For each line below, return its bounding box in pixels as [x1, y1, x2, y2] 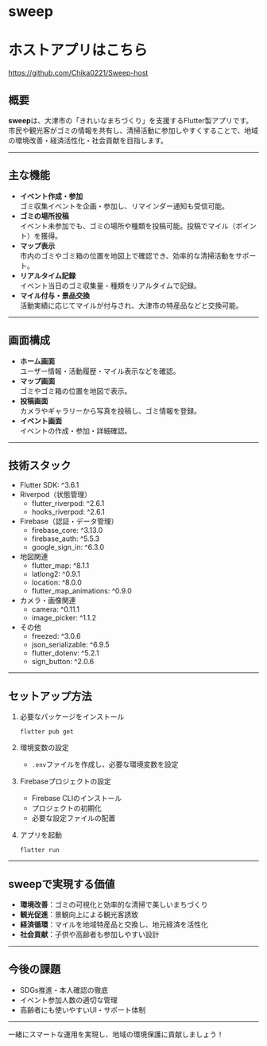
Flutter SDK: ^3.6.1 [19, 480, 79, 490]
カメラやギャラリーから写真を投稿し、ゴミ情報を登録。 [19, 406, 201, 415]
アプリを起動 [19, 830, 62, 840]
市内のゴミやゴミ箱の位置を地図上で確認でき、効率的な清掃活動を [19, 251, 236, 260]
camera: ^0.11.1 [31, 605, 79, 614]
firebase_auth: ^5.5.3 [31, 534, 100, 543]
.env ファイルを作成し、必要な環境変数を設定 [31, 760, 179, 769]
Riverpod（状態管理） [19, 490, 91, 500]
